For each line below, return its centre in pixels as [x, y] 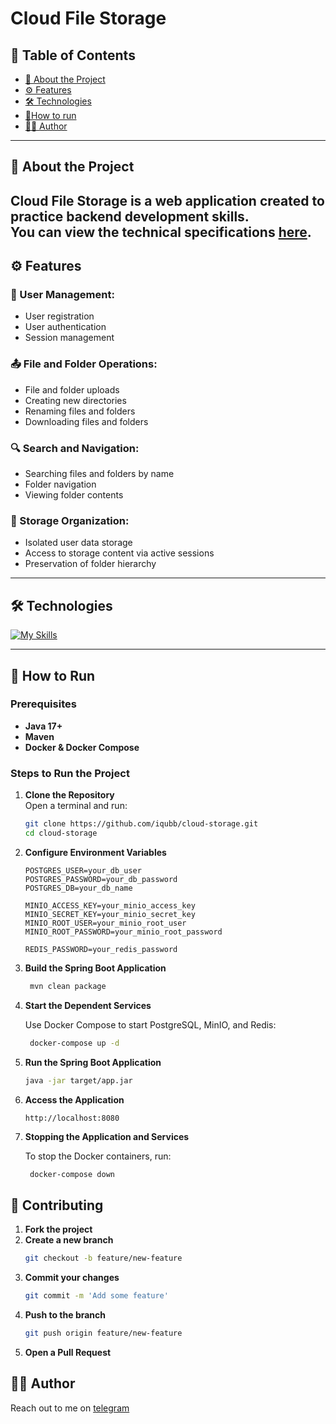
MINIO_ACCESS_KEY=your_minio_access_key [110, 905]
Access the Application [74, 1099]
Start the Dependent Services [88, 1005]
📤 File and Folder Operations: [84, 364]
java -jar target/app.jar [78, 1080]
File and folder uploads [72, 389]
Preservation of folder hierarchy [90, 564]
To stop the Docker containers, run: [98, 1156]
